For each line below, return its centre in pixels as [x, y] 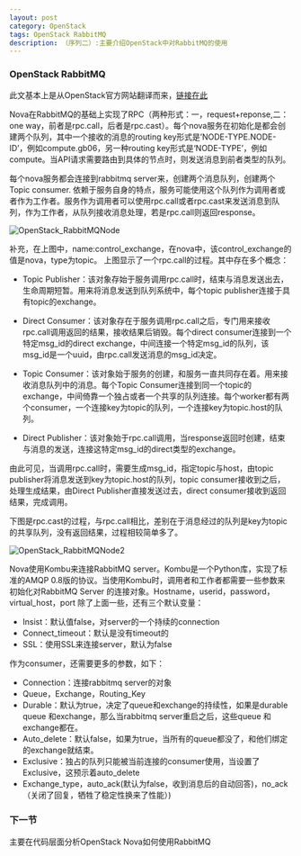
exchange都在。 [53, 727]
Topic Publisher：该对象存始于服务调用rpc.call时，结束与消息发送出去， [155, 279]
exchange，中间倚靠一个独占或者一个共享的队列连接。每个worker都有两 [156, 396]
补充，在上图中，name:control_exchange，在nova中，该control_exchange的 [150, 248]
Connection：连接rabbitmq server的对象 [97, 682]
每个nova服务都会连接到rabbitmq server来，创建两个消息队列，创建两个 [142, 178]
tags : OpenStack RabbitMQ [58, 34]
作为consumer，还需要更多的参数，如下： [87, 663]
